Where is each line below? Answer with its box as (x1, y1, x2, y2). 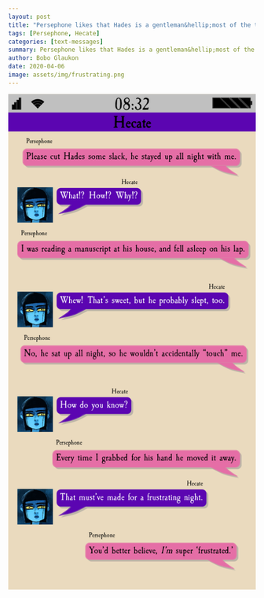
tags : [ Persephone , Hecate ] (8, 29, 101, 37)
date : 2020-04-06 (8, 63, 65, 71)
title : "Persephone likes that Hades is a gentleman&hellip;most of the (8, 20, 251, 29)
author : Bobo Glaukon (8, 54, 79, 62)
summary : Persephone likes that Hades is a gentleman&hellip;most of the (8, 46, 255, 54)
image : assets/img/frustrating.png (8, 71, 125, 79)
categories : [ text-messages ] (8, 38, 104, 46)
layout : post (8, 13, 51, 20)
